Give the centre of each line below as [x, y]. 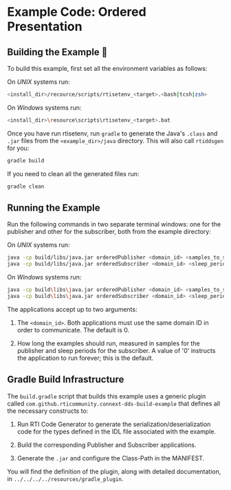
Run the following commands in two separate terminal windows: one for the [114, 224]
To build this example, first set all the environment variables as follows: [107, 68]
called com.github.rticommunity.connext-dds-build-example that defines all [114, 403]
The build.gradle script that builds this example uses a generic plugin [107, 396]
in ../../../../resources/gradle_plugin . [65, 478]
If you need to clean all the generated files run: [73, 173]
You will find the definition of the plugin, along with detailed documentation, [114, 471]
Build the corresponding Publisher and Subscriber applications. [107, 445]
